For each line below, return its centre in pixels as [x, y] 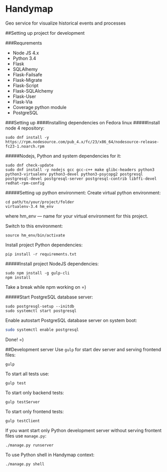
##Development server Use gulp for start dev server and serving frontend [83, 349]
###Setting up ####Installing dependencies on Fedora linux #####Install [83, 122]
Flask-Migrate [27, 80]
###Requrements [24, 43]
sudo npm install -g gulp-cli [38, 273]
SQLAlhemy [25, 69]
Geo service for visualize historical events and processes [66, 23]
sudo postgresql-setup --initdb [40, 306]
